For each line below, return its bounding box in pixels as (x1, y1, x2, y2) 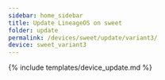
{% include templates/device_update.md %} (8, 63, 153, 72)
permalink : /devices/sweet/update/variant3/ (8, 33, 158, 42)
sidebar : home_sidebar (8, 11, 83, 20)
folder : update (8, 26, 59, 34)
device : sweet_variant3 (8, 41, 87, 49)
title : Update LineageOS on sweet (8, 19, 123, 27)
